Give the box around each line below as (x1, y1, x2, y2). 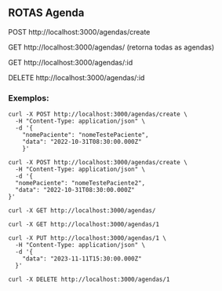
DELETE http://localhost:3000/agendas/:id (8, 72, 145, 82)
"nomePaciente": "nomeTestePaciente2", (15, 179, 146, 187)
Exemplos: (8, 92, 49, 103)
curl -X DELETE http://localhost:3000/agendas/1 (8, 275, 170, 284)
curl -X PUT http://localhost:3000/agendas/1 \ (8, 234, 167, 242)
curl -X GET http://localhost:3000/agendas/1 (8, 220, 159, 229)
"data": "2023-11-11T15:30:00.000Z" (22, 255, 143, 263)
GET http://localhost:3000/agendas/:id (8, 57, 133, 67)
